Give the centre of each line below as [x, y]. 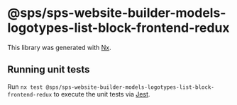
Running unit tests [49, 69]
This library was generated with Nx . [59, 47]
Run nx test [25, 87]
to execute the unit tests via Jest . [102, 94]
